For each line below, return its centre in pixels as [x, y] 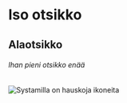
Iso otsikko [45, 15]
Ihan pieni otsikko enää [47, 65]
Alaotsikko [36, 45]
